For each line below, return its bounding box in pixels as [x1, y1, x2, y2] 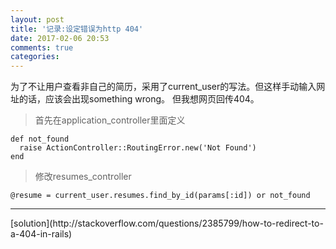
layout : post [10, 14, 65, 25]
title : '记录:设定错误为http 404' [10, 24, 144, 34]
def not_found [10, 134, 70, 145]
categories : [10, 52, 60, 62]
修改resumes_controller [34, 171, 132, 183]
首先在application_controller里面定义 [34, 114, 186, 126]
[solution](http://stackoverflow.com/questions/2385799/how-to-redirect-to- [10, 217, 324, 230]
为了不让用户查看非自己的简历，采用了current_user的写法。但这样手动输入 [10, 81, 317, 93]
